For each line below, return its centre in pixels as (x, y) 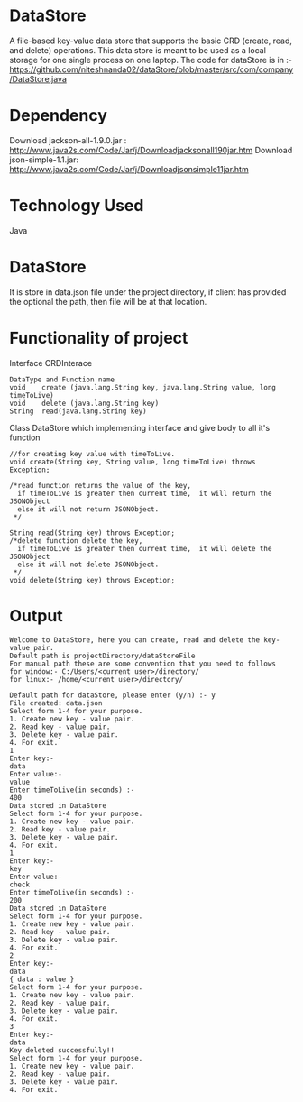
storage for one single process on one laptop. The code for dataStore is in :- (151, 60)
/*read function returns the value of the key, (101, 485)
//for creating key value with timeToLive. (92, 454)
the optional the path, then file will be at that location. (108, 301)
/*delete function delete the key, (76, 541)
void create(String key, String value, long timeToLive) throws (133, 462)
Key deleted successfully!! (62, 1050)
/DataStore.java (38, 78)
